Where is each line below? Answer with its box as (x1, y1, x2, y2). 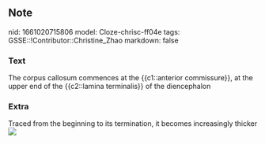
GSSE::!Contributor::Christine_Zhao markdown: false (8, 35, 180, 45)
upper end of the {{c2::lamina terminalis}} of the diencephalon (8, 82, 211, 91)
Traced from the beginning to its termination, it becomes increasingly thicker (8, 119, 258, 128)
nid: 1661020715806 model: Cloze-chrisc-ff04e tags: (8, 27, 180, 36)
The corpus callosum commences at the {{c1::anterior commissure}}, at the (8, 73, 253, 83)
